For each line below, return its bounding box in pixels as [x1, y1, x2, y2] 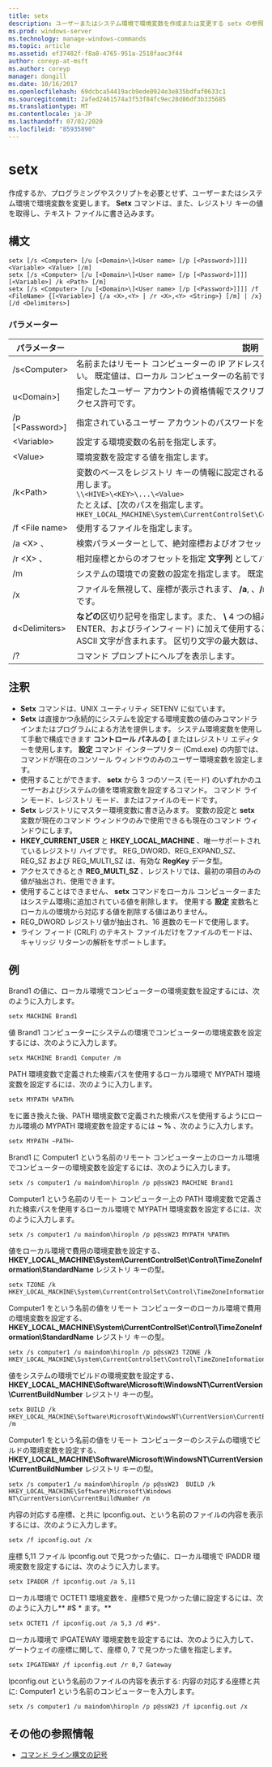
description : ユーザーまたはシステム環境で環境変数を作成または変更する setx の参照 [8, 19, 265, 28]
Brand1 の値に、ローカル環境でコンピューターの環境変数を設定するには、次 [8, 986, 261, 996]
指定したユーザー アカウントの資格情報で [75, 385, 232, 396]
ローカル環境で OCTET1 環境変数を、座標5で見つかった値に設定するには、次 [8, 1593, 264, 1603]
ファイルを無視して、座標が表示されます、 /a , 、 [75, 583, 260, 594]
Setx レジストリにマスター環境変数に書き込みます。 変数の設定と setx [19, 805, 255, 814]
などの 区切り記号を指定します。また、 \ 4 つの [75, 611, 253, 622]
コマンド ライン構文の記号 [19, 1750, 108, 1760]
